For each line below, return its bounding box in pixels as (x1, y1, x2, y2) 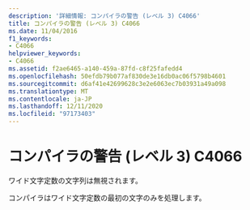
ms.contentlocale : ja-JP (8, 95, 92, 103)
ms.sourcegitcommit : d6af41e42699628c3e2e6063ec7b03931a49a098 (8, 79, 227, 88)
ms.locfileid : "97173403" (8, 110, 95, 118)
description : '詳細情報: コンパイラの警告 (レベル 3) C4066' (8, 11, 201, 20)
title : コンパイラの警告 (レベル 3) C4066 (8, 19, 140, 28)
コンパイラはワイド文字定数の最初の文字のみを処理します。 (8, 192, 206, 203)
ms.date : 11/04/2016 (8, 27, 78, 35)
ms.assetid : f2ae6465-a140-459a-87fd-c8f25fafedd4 (8, 65, 183, 73)
